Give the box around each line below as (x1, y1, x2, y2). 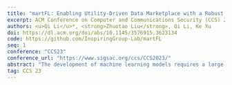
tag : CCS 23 (7, 67, 41, 74)
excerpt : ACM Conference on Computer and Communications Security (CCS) (7, 16, 221, 23)
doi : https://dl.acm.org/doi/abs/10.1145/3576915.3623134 (7, 29, 177, 36)
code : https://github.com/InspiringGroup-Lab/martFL (7, 36, 162, 42)
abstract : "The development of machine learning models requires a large (7, 61, 224, 68)
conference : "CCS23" (7, 49, 67, 56)
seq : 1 (7, 42, 26, 49)
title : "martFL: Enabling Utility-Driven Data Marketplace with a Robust (7, 10, 224, 17)
